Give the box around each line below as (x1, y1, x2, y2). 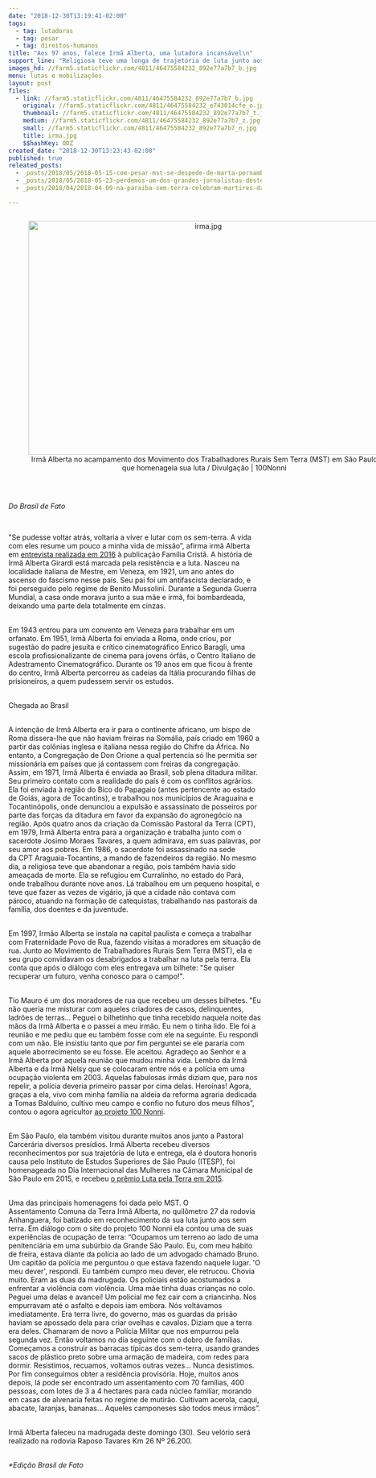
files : (8, 86, 31, 95)
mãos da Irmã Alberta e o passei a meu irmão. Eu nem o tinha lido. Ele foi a (8, 1021, 256, 1031)
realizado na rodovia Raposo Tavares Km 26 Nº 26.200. (8, 1435, 193, 1446)
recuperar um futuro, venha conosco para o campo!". (8, 971, 185, 981)
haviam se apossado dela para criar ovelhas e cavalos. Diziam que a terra (8, 1318, 252, 1327)
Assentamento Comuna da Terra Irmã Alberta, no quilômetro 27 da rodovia (8, 1206, 255, 1216)
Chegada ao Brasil (8, 700, 70, 710)
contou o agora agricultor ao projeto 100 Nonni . (8, 1107, 166, 1116)
